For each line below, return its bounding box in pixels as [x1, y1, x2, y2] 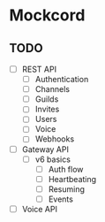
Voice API [21, 203, 57, 214]
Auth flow [48, 164, 84, 174]
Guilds [34, 94, 59, 104]
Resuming [48, 183, 86, 195]
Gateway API [21, 143, 69, 155]
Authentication [34, 74, 89, 85]
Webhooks [34, 134, 75, 144]
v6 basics [34, 154, 71, 165]
